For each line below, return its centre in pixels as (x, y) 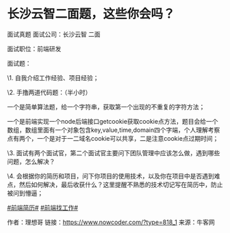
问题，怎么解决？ (31, 161)
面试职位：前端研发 (34, 49)
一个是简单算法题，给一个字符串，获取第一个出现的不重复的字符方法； (106, 107)
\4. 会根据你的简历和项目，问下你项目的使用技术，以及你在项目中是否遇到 (111, 176)
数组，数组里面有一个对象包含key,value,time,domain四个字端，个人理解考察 (114, 130)
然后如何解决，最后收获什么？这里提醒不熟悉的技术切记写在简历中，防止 (121, 184)
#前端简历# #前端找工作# (43, 207)
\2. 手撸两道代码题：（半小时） (49, 92)
